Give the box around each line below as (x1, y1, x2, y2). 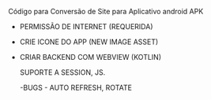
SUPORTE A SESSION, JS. (19, 68, 106, 77)
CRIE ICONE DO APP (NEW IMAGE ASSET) (19, 37, 159, 46)
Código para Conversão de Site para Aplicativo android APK (8, 7, 204, 16)
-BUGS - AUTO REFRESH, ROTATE (19, 83, 133, 92)
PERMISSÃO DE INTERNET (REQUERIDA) (19, 22, 153, 31)
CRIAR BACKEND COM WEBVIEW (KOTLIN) (19, 53, 162, 61)
